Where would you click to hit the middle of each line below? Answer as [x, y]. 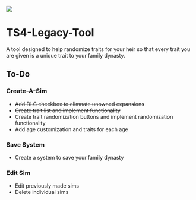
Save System [26, 144]
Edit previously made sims [47, 186]
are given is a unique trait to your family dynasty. [66, 55]
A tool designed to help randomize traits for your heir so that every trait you [98, 49]
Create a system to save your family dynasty [69, 157]
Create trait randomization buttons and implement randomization [94, 116]
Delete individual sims [42, 192]
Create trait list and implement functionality [67, 110]
